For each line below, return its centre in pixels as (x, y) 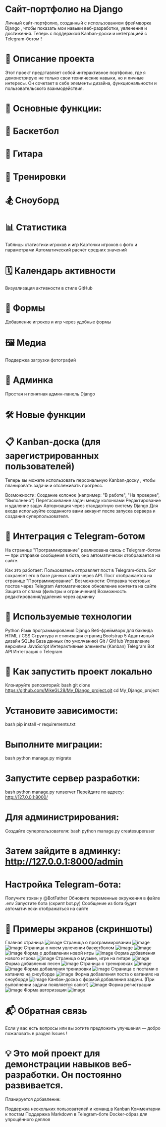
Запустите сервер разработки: (73, 778)
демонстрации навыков (58, 1064)
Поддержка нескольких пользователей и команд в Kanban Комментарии (83, 1109)
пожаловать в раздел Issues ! (36, 1034)
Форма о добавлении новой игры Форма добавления (90, 953)
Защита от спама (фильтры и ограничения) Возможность (66, 591)
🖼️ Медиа (26, 342)
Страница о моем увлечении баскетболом (69, 948)
